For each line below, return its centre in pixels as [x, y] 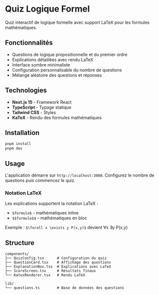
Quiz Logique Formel [48, 9]
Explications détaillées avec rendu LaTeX [52, 60]
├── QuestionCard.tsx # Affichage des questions [58, 262]
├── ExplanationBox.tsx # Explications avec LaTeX [58, 267]
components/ [17, 254]
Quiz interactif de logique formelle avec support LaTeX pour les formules [77, 22]
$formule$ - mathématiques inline [45, 213]
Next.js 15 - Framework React [42, 102]
